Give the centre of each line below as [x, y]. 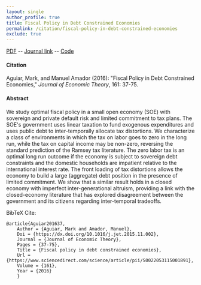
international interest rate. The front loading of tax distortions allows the [95, 169]
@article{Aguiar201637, [36, 223]
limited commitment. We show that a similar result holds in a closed [89, 182]
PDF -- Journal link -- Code [40, 51]
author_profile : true [33, 17]
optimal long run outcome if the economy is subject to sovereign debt [92, 156]
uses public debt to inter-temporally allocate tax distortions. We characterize [100, 131]
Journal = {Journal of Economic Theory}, [69, 239]
